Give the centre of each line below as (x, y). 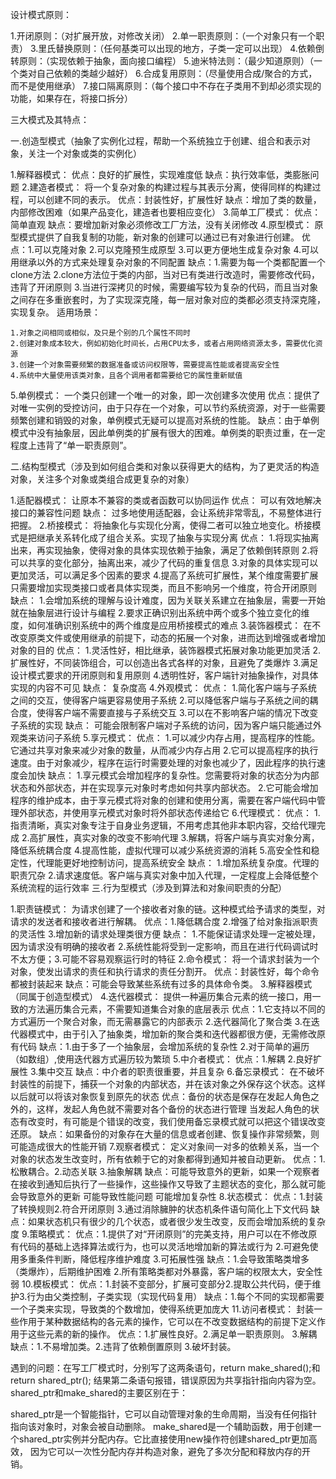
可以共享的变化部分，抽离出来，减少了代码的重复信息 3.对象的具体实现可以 (164, 562)
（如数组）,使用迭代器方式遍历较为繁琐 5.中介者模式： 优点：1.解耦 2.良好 (162, 1059)
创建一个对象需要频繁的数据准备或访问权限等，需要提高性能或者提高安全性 (149, 365)
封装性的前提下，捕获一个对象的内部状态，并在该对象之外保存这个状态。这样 (168, 1084)
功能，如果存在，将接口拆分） (71, 98)
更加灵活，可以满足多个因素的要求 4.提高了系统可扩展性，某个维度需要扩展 (164, 575)
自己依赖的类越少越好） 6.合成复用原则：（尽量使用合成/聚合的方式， (177, 73)
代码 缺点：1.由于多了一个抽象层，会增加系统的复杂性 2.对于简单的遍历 (164, 1046)
